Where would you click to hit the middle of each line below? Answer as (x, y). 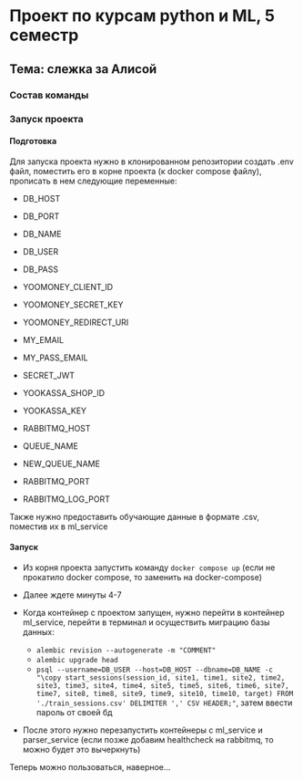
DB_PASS (40, 269)
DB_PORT (41, 216)
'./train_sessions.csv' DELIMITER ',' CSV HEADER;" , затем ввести (164, 703)
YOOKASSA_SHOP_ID (64, 392)
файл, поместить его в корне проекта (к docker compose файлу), (136, 171)
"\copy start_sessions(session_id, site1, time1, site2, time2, (161, 677)
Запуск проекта (46, 120)
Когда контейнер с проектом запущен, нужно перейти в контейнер (153, 612)
